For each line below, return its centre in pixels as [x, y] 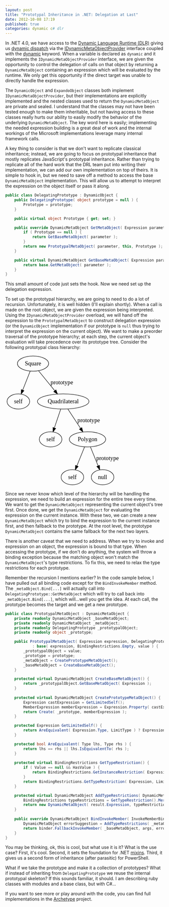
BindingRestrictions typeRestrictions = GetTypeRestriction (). [91, 800]
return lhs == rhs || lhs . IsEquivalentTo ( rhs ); [76, 749]
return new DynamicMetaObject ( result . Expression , [77, 805]
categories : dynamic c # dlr [35, 29]
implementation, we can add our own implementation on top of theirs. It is [82, 170]
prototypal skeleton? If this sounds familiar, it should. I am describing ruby [82, 879]
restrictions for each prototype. [38, 568]
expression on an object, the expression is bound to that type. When [76, 546]
